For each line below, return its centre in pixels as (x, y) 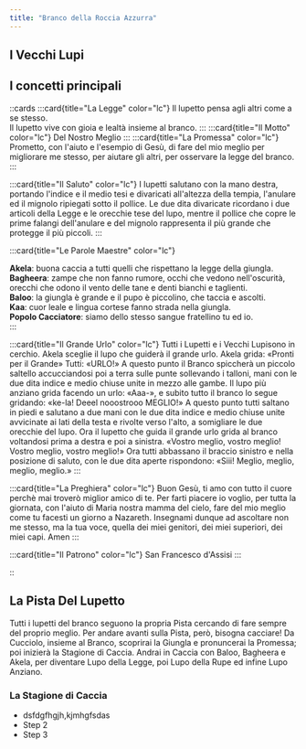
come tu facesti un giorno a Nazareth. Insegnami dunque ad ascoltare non (149, 517)
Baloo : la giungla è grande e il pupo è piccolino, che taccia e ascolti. (138, 297)
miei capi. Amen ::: (44, 537)
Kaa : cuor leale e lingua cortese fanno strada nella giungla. (120, 306)
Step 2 (35, 724)
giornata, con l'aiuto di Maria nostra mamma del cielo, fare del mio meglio (148, 508)
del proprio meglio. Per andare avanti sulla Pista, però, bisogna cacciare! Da (152, 633)
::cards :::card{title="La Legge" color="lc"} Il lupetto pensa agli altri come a (151, 108)
